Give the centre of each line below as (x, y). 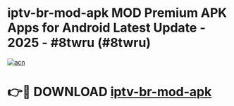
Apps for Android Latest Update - (106, 28)
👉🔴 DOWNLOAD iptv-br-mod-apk (110, 92)
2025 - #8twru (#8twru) (79, 43)
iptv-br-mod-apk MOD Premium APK (117, 13)
